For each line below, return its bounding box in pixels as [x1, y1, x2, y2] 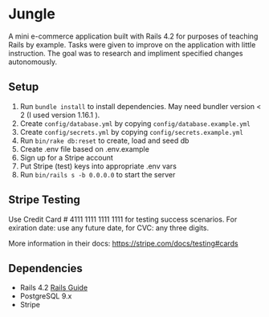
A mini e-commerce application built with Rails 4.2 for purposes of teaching [8, 31, 259, 41]
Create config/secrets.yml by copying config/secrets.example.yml [19, 127, 243, 136]
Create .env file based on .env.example [19, 144, 150, 153]
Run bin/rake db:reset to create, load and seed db [19, 136, 190, 145]
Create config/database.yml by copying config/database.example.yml [19, 118, 251, 128]
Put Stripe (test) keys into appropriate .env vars [19, 161, 177, 171]
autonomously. [8, 57, 58, 67]
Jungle [8, 5, 56, 23]
